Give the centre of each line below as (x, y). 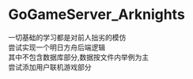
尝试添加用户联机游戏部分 (50, 67)
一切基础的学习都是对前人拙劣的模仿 (67, 37)
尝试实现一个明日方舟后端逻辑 (57, 47)
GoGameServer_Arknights (97, 15)
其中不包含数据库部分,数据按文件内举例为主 (79, 57)
